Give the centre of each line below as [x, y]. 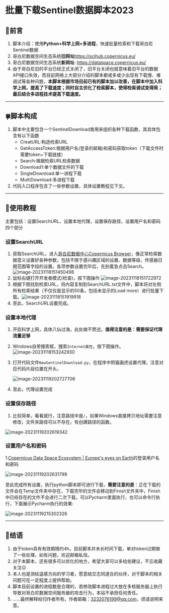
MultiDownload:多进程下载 [47, 179]
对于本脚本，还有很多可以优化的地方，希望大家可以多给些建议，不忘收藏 [87, 561]
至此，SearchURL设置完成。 [42, 303]
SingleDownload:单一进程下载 [51, 173]
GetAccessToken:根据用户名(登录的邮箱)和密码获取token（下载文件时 [92, 148]
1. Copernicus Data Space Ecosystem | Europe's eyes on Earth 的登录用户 [80, 458]
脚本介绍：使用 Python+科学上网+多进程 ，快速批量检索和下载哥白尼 [83, 44]
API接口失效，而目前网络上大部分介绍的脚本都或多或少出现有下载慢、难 [87, 75]
